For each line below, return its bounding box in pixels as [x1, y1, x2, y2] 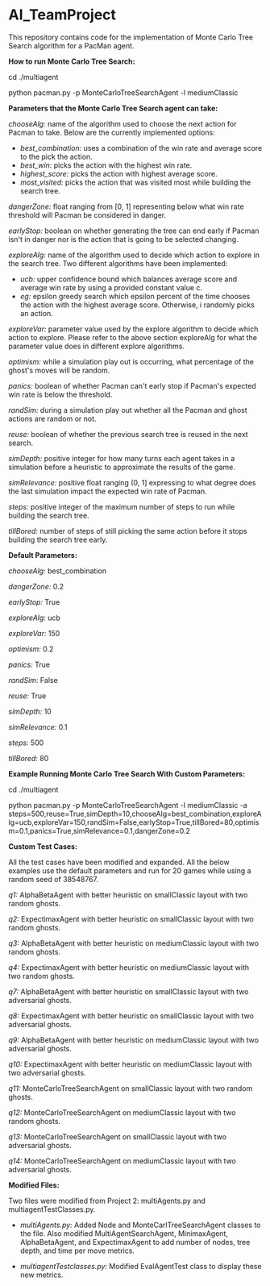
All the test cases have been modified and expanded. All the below [8, 857, 230, 867]
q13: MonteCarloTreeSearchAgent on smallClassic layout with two [8, 1131, 227, 1142]
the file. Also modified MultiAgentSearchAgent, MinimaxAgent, [19, 1228, 228, 1238]
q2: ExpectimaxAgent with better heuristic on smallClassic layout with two [8, 914, 254, 924]
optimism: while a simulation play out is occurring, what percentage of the [8, 356, 254, 366]
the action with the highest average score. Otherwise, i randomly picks [19, 300, 255, 310]
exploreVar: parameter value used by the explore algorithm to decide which [8, 324, 259, 334]
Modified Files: [8, 1180, 60, 1190]
